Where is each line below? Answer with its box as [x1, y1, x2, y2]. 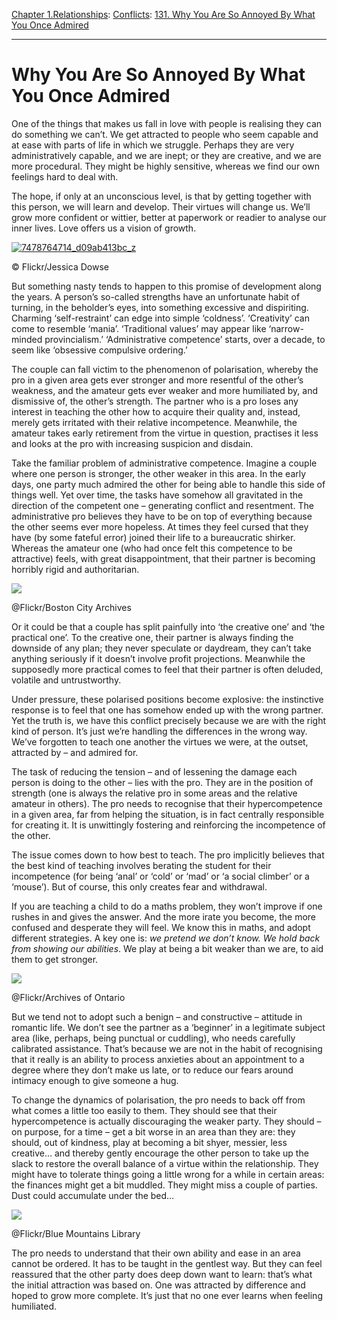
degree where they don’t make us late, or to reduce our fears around [11, 1064, 294, 1076]
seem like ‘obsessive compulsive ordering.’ [11, 344, 188, 356]
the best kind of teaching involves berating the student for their [11, 859, 272, 871]
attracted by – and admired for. [11, 746, 139, 758]
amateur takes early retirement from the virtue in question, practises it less [11, 427, 319, 439]
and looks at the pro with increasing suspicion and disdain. [11, 437, 254, 449]
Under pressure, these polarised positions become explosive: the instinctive [11, 693, 324, 705]
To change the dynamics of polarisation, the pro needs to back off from [11, 1094, 306, 1106]
